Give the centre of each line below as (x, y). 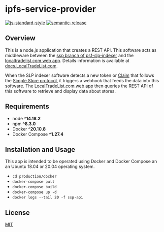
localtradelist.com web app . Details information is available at (67, 61)
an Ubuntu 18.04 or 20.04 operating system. (50, 166)
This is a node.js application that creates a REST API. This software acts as (81, 50)
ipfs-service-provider (50, 9)
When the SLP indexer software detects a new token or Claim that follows (80, 75)
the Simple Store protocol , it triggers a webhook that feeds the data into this (82, 80)
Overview (20, 38)
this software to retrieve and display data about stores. (61, 91)
